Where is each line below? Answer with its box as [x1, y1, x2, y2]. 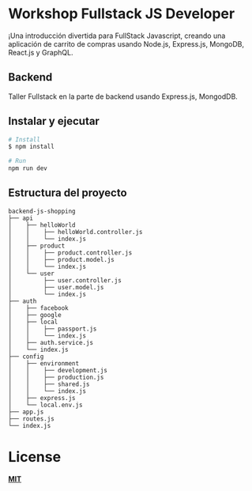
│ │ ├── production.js [8, 373, 104, 381]
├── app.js [8, 408, 44, 416]
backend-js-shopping [8, 207, 77, 215]
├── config [8, 353, 44, 361]
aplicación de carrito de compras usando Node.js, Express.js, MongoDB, [8, 39, 245, 48]
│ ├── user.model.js [8, 283, 104, 291]
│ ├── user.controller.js [8, 276, 122, 285]
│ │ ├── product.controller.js [8, 248, 133, 257]
